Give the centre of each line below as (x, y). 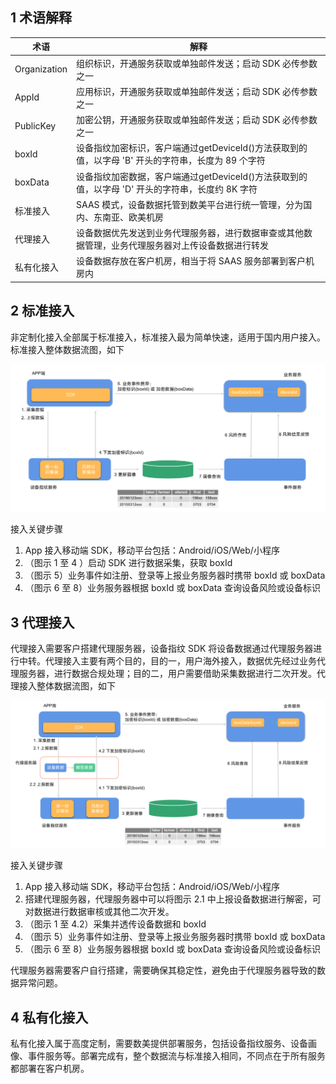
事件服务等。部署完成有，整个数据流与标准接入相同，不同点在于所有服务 (176, 1056)
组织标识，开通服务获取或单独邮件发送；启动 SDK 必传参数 (197, 63)
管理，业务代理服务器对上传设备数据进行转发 (177, 245)
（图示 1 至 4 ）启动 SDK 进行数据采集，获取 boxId (128, 563)
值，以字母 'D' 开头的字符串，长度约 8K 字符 (167, 189)
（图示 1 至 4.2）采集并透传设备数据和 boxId (115, 924)
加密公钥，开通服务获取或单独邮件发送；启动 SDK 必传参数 (197, 120)
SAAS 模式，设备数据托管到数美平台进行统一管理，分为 (190, 204)
